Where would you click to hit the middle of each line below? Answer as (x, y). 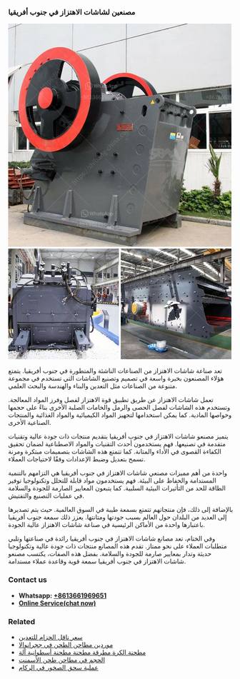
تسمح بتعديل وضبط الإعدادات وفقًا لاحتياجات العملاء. (77, 459)
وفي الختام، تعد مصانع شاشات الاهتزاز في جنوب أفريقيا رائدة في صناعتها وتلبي (112, 538)
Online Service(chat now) (57, 603)
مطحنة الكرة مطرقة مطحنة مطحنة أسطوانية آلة (82, 652)
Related (22, 621)
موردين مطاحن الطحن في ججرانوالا (66, 644)
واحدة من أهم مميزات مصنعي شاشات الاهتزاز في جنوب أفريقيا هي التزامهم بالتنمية (118, 473)
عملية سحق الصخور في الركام (58, 667)
